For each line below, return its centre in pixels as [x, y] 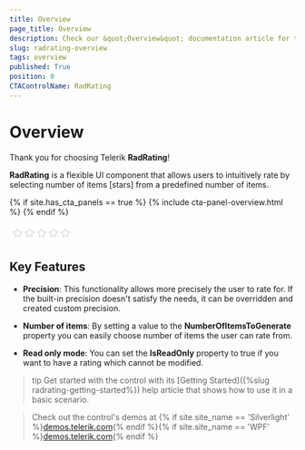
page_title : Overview [50, 29]
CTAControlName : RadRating [60, 86]
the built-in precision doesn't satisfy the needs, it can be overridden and [157, 298]
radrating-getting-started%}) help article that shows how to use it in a [162, 389]
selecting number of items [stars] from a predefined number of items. [139, 184]
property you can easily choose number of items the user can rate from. [157, 335]
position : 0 [32, 77]
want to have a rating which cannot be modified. [113, 362]
